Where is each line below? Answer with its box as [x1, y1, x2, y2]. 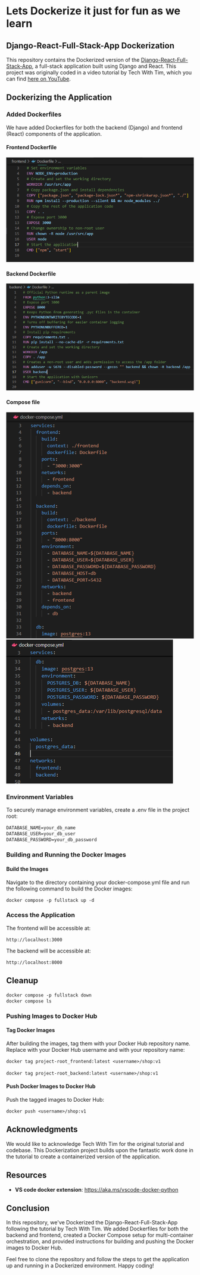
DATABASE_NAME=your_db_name [6, 825, 76, 831]
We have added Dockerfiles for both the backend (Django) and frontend [6, 124, 183, 131]
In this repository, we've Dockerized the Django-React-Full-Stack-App [6, 1219, 178, 1226]
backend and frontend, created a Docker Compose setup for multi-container [6, 1232, 193, 1239]
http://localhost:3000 [6, 936, 62, 943]
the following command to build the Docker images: [6, 885, 133, 892]
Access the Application [6, 911, 76, 919]
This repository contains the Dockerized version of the [6, 57, 140, 63]
